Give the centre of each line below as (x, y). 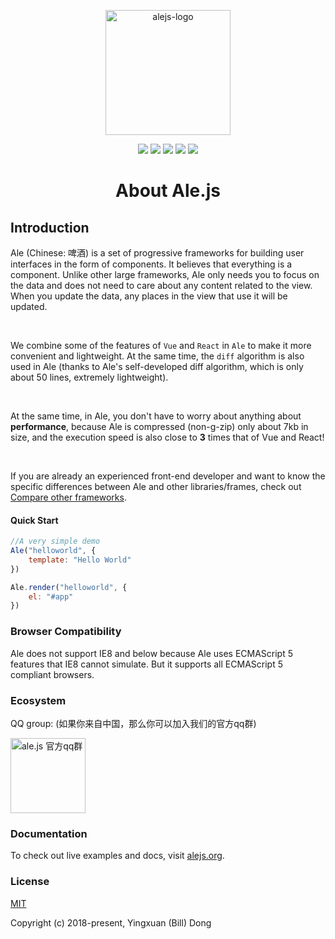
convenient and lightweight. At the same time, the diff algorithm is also (157, 356)
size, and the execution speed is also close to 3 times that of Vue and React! (167, 437)
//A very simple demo (55, 541)
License (30, 882)
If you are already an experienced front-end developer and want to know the (168, 476)
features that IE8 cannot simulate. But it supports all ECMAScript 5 (146, 664)
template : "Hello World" (80, 560)
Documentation (49, 833)
